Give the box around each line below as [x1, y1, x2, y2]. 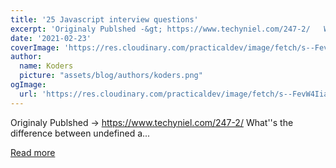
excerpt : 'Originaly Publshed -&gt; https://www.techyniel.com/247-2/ [10, 24, 311, 34]
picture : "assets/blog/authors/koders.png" [19, 71, 203, 81]
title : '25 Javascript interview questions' [10, 14, 199, 25]
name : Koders [19, 61, 74, 71]
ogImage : [10, 80, 47, 90]
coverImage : [10, 42, 60, 53]
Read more [10, 146, 56, 158]
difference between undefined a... [10, 127, 151, 139]
